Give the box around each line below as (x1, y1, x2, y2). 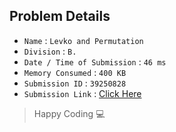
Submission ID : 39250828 (23, 77, 127, 89)
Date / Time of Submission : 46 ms (23, 55, 167, 68)
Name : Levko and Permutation (23, 34, 144, 46)
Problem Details (9, 8, 111, 25)
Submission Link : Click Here (23, 87, 142, 99)
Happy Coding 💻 (33, 107, 106, 119)
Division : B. (23, 45, 77, 57)
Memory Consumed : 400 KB (23, 66, 127, 78)
